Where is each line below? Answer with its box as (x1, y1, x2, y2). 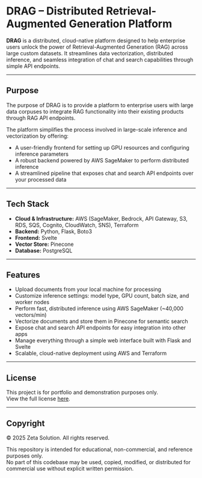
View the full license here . (6, 395, 70, 402)
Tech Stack (6, 199, 49, 209)
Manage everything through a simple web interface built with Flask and (14, 337, 191, 344)
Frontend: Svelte (14, 234, 57, 241)
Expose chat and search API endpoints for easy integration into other (14, 324, 186, 331)
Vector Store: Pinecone (14, 241, 74, 248)
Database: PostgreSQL (14, 247, 73, 254)
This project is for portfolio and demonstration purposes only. (6, 389, 158, 396)
